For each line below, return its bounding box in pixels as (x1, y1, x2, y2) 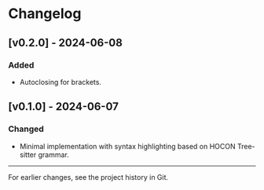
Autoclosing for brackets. (19, 77, 102, 86)
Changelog (8, 5, 82, 23)
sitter (19, 150, 37, 159)
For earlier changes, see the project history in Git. (8, 172, 169, 181)
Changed (8, 123, 45, 134)
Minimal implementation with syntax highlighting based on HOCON (19, 141, 236, 151)
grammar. (38, 150, 69, 159)
